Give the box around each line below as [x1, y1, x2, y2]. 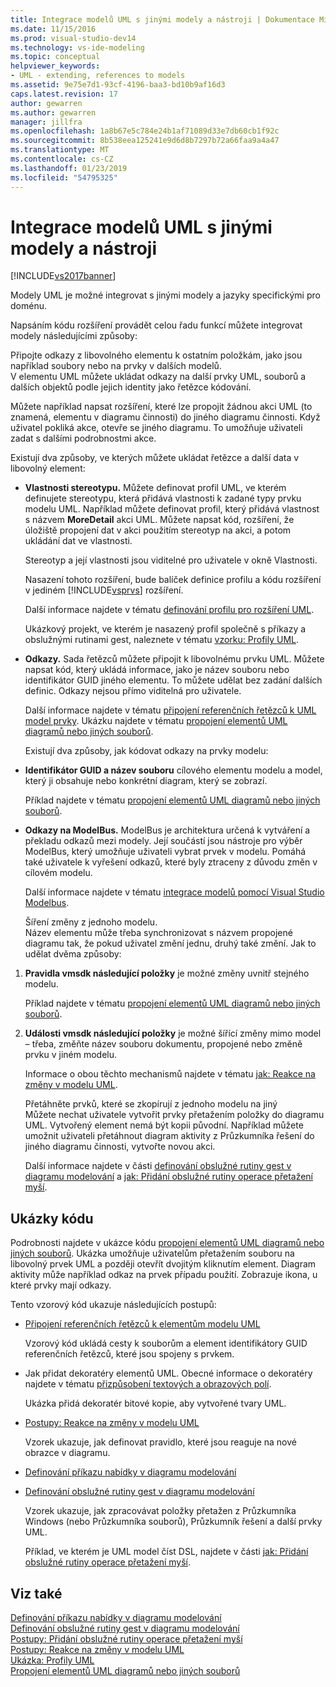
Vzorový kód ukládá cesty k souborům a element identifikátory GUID [24, 1337, 308, 1350]
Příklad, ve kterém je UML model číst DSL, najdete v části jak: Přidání [24, 1546, 309, 1558]
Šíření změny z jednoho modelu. [24, 916, 158, 928]
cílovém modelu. [24, 867, 93, 879]
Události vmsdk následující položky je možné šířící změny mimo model [24, 1027, 322, 1040]
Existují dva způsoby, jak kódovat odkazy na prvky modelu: [24, 745, 269, 757]
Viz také [10, 1585, 63, 1602]
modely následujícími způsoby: [10, 330, 138, 342]
